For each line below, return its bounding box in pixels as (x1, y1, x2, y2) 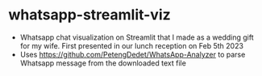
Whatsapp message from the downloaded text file (19, 58, 187, 68)
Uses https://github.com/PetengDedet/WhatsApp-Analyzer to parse (19, 49, 246, 59)
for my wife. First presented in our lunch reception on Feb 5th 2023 (19, 40, 244, 50)
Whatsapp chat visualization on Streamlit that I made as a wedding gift (19, 32, 254, 42)
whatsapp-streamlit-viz (8, 6, 171, 24)
